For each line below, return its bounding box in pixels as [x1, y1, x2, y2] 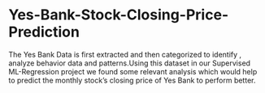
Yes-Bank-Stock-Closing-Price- [8, 6, 229, 24]
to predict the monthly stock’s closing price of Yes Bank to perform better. [8, 75, 256, 85]
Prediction [8, 23, 80, 41]
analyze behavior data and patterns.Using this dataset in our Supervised [8, 58, 250, 68]
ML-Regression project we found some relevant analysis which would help [8, 66, 258, 76]
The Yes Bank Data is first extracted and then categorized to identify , [8, 49, 242, 59]
